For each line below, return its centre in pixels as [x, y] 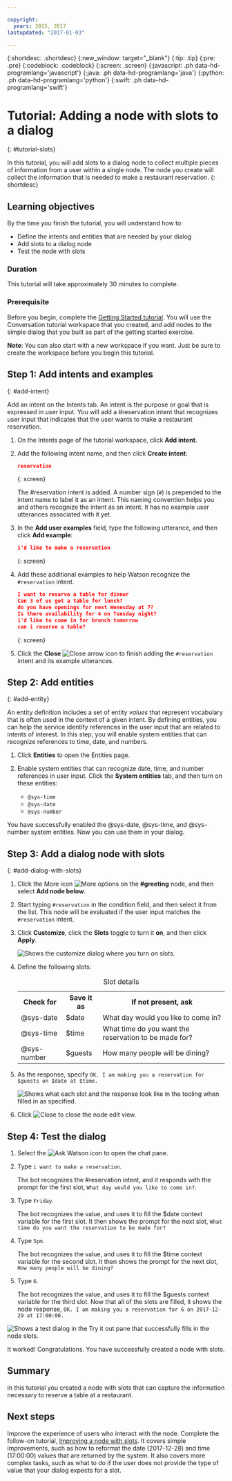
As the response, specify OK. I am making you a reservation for [111, 1074]
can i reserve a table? [51, 626]
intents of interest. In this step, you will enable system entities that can [107, 734]
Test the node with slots [51, 251]
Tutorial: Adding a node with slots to [113, 115]
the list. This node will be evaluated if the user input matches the [109, 912]
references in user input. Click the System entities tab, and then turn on [120, 776]
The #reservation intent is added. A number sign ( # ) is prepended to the [119, 492]
